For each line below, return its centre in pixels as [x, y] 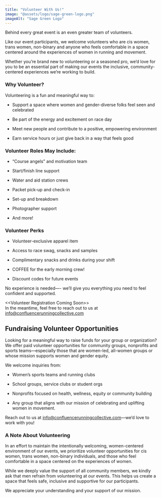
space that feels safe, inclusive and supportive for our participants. [72, 481]
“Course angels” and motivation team [50, 161]
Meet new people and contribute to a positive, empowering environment [84, 129]
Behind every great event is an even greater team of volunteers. [69, 33]
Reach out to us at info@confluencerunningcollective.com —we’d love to [77, 418]
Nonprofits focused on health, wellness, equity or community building [82, 394]
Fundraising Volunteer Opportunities [62, 328]
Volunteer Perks [25, 230]
